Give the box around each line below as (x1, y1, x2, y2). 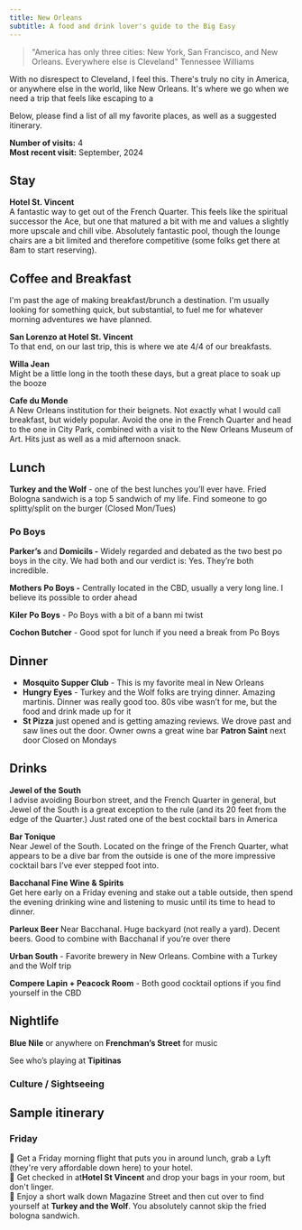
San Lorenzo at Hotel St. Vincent (9, 331, 133, 343)
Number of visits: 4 (9, 137, 84, 148)
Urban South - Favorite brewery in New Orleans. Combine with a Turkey (9, 950, 278, 961)
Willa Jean (9, 358, 50, 370)
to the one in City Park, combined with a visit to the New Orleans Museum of (9, 424, 294, 435)
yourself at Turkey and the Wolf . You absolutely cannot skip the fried (9, 1201, 267, 1212)
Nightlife (9, 1013, 59, 1029)
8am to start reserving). (9, 245, 97, 255)
